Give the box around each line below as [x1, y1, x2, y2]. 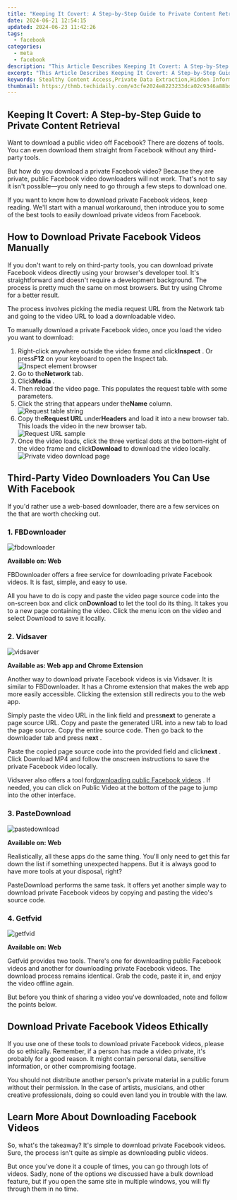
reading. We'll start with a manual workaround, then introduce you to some [7, 203, 224, 212]
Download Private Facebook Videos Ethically [7, 1021, 209, 1033]
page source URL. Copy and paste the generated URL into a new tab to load [7, 719, 228, 727]
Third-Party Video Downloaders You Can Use [7, 472, 210, 484]
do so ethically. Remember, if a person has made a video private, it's [7, 1047, 206, 1055]
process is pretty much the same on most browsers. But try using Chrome [7, 283, 222, 291]
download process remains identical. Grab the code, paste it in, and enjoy [7, 971, 221, 980]
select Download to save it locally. [7, 614, 107, 622]
